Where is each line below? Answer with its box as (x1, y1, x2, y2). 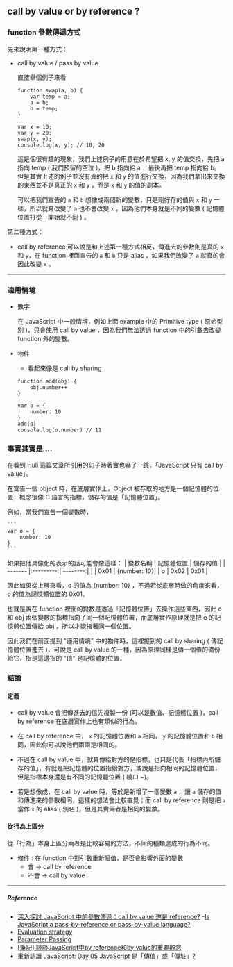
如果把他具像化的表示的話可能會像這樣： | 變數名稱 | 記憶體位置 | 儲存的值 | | (7, 559, 225, 568)
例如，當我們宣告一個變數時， (7, 508, 92, 516)
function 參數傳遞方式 (7, 28, 81, 38)
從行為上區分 (7, 823, 44, 830)
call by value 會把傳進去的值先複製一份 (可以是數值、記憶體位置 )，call (17, 709, 218, 717)
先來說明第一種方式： (7, 44, 68, 53)
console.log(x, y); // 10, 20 (17, 142, 105, 149)
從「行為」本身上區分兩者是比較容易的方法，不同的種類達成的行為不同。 (7, 838, 214, 847)
